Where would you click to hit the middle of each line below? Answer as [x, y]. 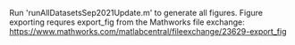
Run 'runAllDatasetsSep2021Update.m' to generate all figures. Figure [136, 13]
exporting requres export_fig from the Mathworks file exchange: [127, 22]
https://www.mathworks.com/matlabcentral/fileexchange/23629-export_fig [148, 31]
